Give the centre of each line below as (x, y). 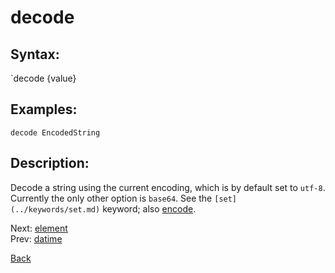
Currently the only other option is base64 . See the (111, 198)
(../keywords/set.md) (55, 209)
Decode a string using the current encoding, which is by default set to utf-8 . (168, 187)
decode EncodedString (55, 132)
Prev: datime (36, 238)
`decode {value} (43, 78)
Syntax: (35, 54)
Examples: (44, 109)
